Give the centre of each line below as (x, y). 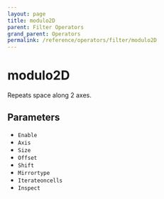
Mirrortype (34, 173)
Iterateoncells (40, 181)
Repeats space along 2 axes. (50, 95)
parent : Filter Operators (45, 27)
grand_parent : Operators (44, 34)
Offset (27, 158)
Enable (27, 135)
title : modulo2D (31, 21)
